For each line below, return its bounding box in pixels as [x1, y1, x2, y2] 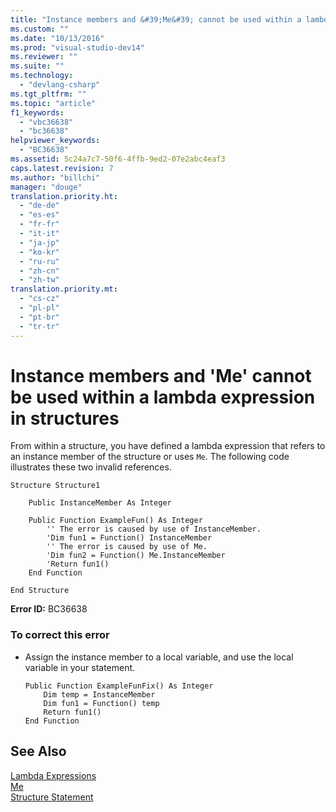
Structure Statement [10, 791, 94, 803]
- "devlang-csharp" [19, 80, 101, 90]
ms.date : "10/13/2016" [10, 33, 105, 43]
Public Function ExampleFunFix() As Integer [24, 681, 214, 691]
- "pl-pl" [19, 303, 60, 313]
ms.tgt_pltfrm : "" [10, 89, 87, 99]
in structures [10, 407, 120, 430]
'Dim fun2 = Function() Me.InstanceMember [46, 551, 226, 561]
